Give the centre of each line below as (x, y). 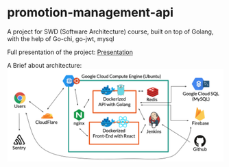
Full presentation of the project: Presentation (70, 52)
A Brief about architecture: (45, 65)
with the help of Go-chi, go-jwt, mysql (61, 38)
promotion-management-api (90, 13)
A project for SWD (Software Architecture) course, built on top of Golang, (110, 31)
